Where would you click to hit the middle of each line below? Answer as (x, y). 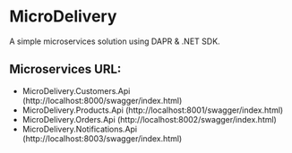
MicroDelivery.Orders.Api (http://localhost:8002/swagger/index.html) (150, 119)
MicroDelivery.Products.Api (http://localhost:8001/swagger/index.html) (153, 110)
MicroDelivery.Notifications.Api (80, 129)
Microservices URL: (65, 69)
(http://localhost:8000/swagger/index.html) (102, 100)
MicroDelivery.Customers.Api (76, 90)
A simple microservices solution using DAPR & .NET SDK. (115, 41)
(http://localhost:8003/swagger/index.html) (102, 138)
